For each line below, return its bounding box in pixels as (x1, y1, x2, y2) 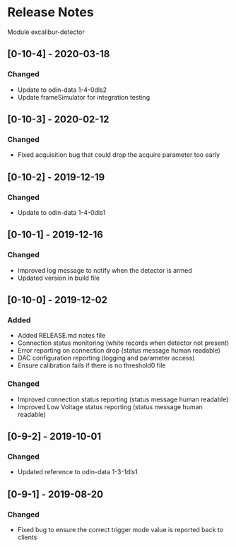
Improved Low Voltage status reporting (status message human (17, 402, 203, 411)
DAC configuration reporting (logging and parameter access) (17, 354, 195, 363)
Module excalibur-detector (7, 28, 85, 36)
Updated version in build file (17, 273, 100, 282)
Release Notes (7, 4, 94, 20)
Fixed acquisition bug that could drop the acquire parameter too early (17, 151, 220, 159)
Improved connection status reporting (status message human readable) (17, 395, 229, 404)
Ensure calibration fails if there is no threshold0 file (17, 361, 166, 370)
